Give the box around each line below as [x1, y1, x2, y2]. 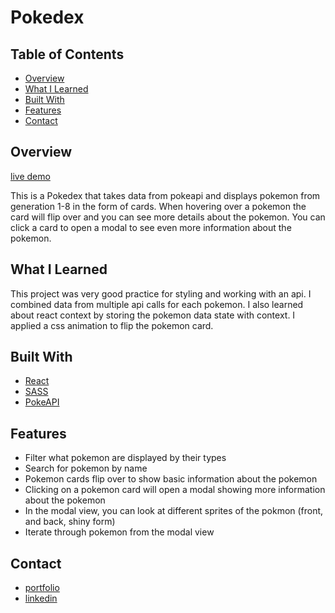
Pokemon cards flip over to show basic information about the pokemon [24, 473, 318, 485]
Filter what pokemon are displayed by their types [24, 452, 227, 464]
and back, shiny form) [24, 516, 116, 528]
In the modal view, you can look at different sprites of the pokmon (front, [24, 505, 324, 517]
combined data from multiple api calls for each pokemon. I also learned [10, 298, 304, 310]
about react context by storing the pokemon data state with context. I [10, 309, 296, 321]
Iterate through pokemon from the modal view [24, 526, 215, 538]
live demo [10, 170, 51, 182]
